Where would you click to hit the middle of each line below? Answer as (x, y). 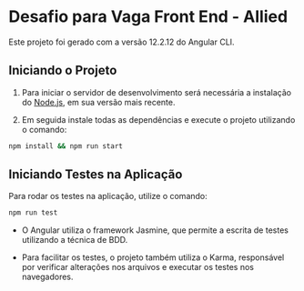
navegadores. (47, 277)
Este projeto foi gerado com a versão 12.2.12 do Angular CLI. (122, 42)
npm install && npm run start (66, 146)
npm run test (33, 213)
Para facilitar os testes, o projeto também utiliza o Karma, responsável (153, 257)
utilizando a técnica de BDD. (75, 240)
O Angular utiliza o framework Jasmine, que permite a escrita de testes (155, 230)
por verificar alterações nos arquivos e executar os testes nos (137, 267)
